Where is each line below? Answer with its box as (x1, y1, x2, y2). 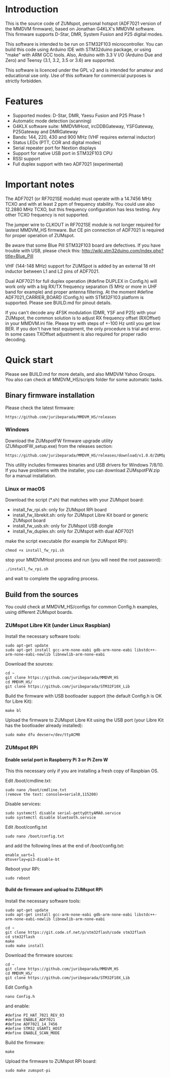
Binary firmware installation (5, 391, 95, 400)
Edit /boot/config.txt (5, 824, 47, 830)
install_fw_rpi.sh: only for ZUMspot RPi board (12, 507, 107, 513)
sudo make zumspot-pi (5, 1068, 51, 1073)
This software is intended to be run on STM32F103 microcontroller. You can (5, 41, 163, 47)
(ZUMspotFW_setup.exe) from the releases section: (5, 443, 113, 449)
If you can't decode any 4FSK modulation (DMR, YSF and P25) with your (5, 309, 156, 315)
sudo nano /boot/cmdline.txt (5, 788, 67, 793)
